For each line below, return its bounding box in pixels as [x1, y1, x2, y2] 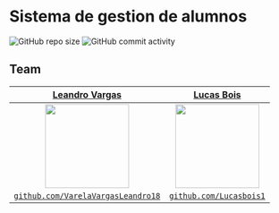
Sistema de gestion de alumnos [9, 6, 248, 27]
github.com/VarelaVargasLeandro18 [13, 191, 161, 200]
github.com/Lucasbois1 [168, 191, 266, 200]
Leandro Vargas [52, 88, 123, 100]
